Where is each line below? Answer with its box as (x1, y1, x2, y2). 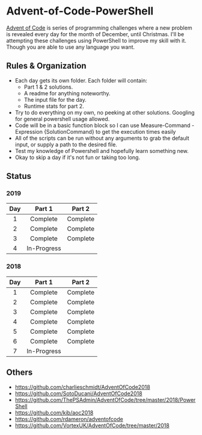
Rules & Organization (6, 61, 87, 71)
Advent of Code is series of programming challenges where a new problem (6, 24, 192, 31)
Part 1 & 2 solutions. (23, 83, 73, 90)
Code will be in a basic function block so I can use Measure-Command (14, 122, 191, 129)
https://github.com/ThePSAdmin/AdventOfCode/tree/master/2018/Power (14, 396, 196, 403)
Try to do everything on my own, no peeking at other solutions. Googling (14, 108, 195, 116)
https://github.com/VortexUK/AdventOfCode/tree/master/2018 (14, 422, 170, 429)
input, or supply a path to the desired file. (14, 140, 117, 148)
